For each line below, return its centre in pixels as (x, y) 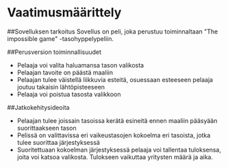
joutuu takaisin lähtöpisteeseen (61, 87)
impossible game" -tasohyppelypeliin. (61, 38)
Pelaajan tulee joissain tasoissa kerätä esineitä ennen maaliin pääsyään (117, 120)
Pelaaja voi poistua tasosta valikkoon (69, 94)
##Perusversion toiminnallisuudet (54, 52)
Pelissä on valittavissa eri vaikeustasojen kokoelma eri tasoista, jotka (114, 135)
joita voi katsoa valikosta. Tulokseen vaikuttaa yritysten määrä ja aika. (115, 157)
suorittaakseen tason (47, 128)
